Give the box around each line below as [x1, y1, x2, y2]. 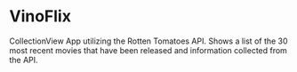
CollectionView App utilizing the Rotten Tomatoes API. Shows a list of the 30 [9, 36, 288, 46]
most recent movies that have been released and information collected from [9, 44, 287, 55]
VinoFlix [9, 6, 71, 27]
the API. [9, 54, 38, 65]
